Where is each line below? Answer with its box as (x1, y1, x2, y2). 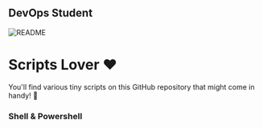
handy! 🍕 (8, 90, 39, 100)
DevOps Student (8, 6, 93, 20)
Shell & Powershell (8, 110, 83, 122)
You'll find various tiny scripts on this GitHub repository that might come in (8, 82, 255, 91)
